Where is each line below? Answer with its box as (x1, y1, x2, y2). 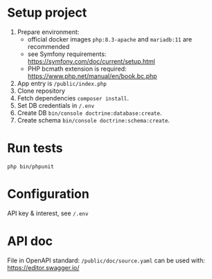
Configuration (7, 186, 90, 202)
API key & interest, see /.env (7, 209, 89, 217)
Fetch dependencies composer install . (17, 93, 130, 102)
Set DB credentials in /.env (17, 101, 95, 109)
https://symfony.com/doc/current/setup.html (27, 57, 156, 65)
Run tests (7, 141, 63, 156)
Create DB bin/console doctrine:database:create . (17, 109, 162, 117)
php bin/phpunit (7, 163, 54, 170)
